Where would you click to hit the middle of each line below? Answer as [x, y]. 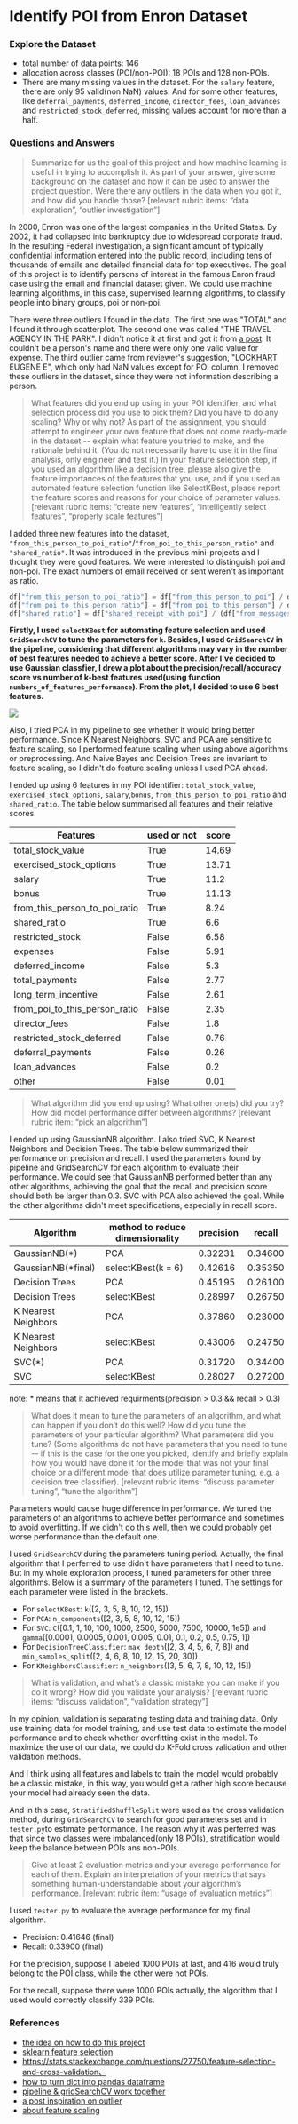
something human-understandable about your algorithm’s [136, 1884]
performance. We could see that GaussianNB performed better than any [141, 1177]
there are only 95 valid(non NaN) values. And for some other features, [149, 91]
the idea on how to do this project [83, 2042]
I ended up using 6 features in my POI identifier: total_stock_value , [132, 785]
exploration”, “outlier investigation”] [95, 210]
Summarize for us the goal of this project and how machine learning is [159, 163]
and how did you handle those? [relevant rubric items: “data [140, 200]
